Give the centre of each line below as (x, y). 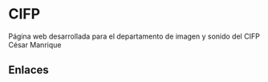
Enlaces (29, 70)
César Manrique (35, 44)
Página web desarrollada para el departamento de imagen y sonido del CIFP (134, 36)
